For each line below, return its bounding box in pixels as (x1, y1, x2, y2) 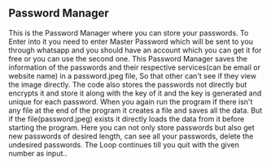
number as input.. (8, 148, 68, 158)
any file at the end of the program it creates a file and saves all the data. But (8, 105, 263, 115)
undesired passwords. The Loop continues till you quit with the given (8, 139, 240, 149)
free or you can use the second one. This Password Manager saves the (8, 53, 248, 63)
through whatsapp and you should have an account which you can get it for (8, 45, 262, 55)
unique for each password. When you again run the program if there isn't (8, 96, 253, 106)
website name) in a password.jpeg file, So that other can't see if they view (8, 70, 256, 80)
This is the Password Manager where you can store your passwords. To (8, 28, 249, 37)
